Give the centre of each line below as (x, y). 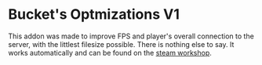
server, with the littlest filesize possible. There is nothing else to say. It (121, 44)
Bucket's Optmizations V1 (94, 14)
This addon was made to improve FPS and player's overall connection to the (131, 36)
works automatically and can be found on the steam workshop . (110, 52)
